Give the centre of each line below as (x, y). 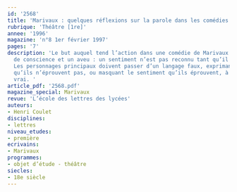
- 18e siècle (26, 177)
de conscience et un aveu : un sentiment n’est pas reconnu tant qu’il (121, 60)
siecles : (20, 171)
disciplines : (26, 118)
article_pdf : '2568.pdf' (44, 86)
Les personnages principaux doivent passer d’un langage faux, (108, 66)
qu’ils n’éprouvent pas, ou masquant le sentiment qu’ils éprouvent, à (121, 72)
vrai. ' (25, 79)
